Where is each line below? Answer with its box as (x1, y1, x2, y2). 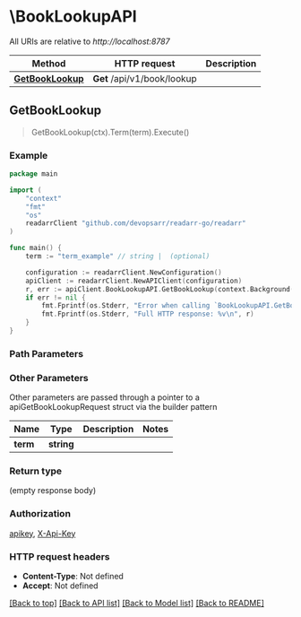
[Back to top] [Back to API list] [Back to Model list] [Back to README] (9, 598, 264, 609)
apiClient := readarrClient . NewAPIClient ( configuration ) (25, 276, 243, 285)
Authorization (9, 508, 72, 520)
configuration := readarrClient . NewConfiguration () (25, 267, 222, 277)
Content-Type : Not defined (21, 571, 124, 582)
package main (9, 169, 58, 178)
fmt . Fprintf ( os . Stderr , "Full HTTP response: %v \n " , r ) (41, 309, 254, 319)
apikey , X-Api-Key (9, 527, 76, 539)
